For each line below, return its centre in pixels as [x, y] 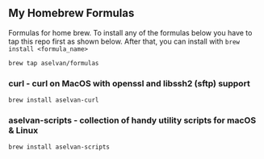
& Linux [23, 131]
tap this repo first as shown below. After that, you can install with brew [124, 41]
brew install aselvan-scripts [59, 147]
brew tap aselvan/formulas [54, 63]
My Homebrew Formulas [71, 13]
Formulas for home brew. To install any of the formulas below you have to [130, 32]
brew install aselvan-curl [54, 100]
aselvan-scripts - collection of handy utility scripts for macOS [132, 120]
